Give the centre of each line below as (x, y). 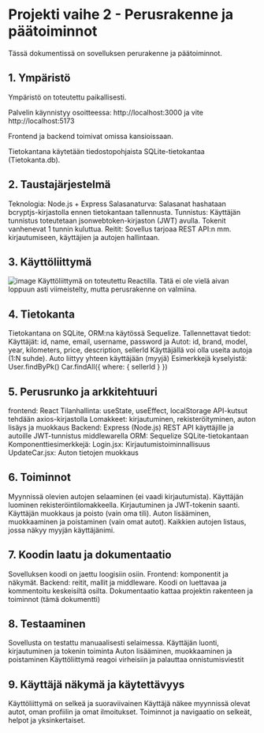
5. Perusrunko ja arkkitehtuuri (83, 391)
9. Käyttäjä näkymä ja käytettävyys (97, 684)
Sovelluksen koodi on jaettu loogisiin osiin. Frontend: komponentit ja (118, 573)
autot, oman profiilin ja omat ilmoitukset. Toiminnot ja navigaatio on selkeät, (130, 712)
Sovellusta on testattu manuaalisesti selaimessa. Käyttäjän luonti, (113, 643)
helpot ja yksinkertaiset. (47, 720)
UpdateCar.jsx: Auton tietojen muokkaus (74, 453)
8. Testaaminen (47, 624)
